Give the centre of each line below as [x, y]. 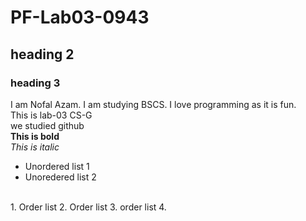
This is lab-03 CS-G [51, 115]
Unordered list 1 [57, 166]
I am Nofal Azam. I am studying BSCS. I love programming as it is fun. [153, 104]
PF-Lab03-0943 [80, 17]
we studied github [47, 125]
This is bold [35, 136]
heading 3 [35, 83]
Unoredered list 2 [60, 177]
